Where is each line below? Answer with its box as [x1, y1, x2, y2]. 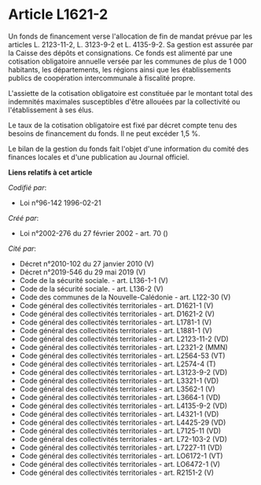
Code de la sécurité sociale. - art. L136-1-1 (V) [19, 275, 169, 285]
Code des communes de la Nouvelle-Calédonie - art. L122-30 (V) [19, 292, 231, 302]
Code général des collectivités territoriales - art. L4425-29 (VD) [19, 417, 226, 427]
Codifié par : [8, 182, 47, 192]
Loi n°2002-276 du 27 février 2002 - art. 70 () [19, 228, 169, 237]
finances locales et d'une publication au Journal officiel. [8, 152, 190, 162]
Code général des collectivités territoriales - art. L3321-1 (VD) [19, 376, 219, 385]
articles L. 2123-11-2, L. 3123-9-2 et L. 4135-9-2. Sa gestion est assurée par [8, 39, 253, 49]
